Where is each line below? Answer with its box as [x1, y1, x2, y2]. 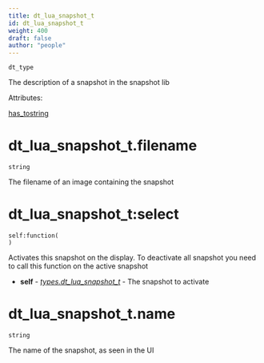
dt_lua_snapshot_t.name [8, 305, 176, 323]
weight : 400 [8, 26, 48, 34]
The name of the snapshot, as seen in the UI [8, 345, 154, 355]
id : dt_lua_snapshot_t [8, 19, 84, 27]
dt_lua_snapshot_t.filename [8, 137, 198, 155]
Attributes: [8, 93, 43, 103]
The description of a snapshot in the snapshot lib [8, 78, 170, 87]
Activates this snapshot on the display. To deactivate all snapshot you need [8, 253, 257, 262]
